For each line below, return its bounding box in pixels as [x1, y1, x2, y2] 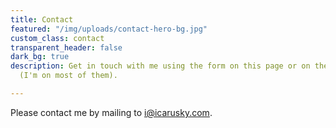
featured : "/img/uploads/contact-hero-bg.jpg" [10, 24, 208, 34]
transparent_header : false [10, 42, 123, 53]
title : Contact [10, 14, 74, 25]
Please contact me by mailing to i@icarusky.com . [10, 106, 213, 118]
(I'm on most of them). [19, 71, 118, 81]
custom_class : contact [10, 33, 105, 43]
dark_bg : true [10, 52, 70, 62]
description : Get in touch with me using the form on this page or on [10, 61, 311, 71]
